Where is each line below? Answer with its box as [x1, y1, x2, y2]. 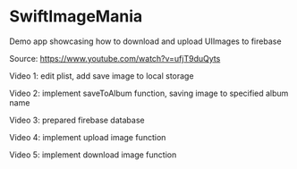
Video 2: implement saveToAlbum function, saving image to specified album [9, 88, 289, 98]
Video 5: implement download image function [9, 149, 177, 160]
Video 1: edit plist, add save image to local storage [9, 70, 194, 81]
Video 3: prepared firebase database [9, 114, 145, 125]
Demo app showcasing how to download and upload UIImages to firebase [9, 36, 282, 46]
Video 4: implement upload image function [9, 131, 166, 142]
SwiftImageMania [9, 6, 143, 27]
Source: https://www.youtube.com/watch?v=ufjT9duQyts [9, 53, 221, 63]
